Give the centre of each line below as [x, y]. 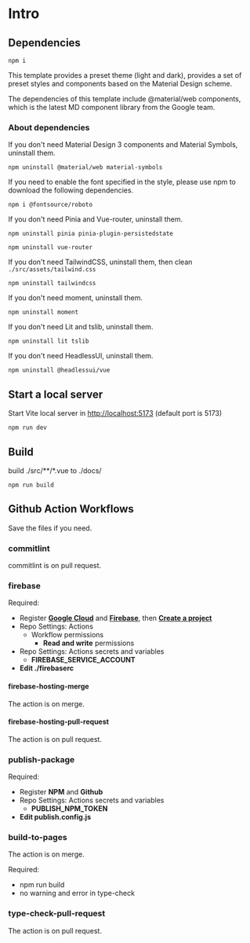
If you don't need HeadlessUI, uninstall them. [81, 356]
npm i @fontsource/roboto [50, 205]
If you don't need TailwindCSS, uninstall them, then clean [100, 262]
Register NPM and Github [61, 792]
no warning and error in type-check [77, 893]
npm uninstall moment [43, 312]
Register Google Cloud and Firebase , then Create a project [116, 618]
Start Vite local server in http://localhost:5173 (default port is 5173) [115, 413]
